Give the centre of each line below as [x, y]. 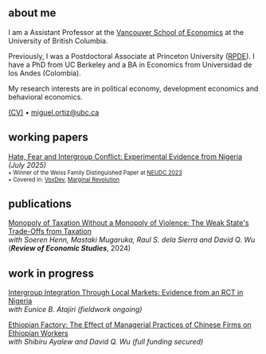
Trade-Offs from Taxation [50, 231]
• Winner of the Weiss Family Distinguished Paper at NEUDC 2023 [95, 173]
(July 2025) [27, 165]
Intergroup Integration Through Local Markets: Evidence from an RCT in [126, 293]
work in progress [51, 273]
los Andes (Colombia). [45, 73]
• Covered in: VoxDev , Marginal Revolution [64, 179]
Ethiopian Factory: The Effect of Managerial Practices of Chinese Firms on [130, 325]
